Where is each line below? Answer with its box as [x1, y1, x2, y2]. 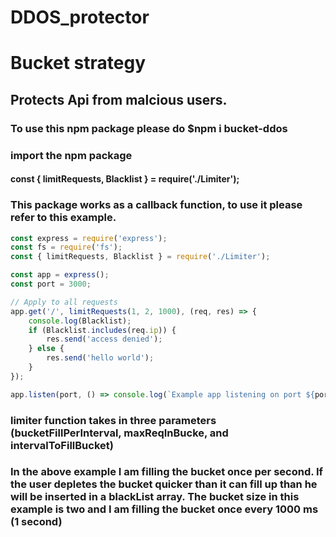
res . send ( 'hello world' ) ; [46, 353, 155, 363]
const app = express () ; [10, 270, 110, 280]
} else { [28, 344, 65, 354]
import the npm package [10, 148, 133, 162]
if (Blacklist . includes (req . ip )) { [28, 325, 177, 335]
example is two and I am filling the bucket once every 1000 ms [10, 502, 319, 516]
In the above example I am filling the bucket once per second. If [10, 465, 324, 479]
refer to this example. [10, 211, 117, 225]
